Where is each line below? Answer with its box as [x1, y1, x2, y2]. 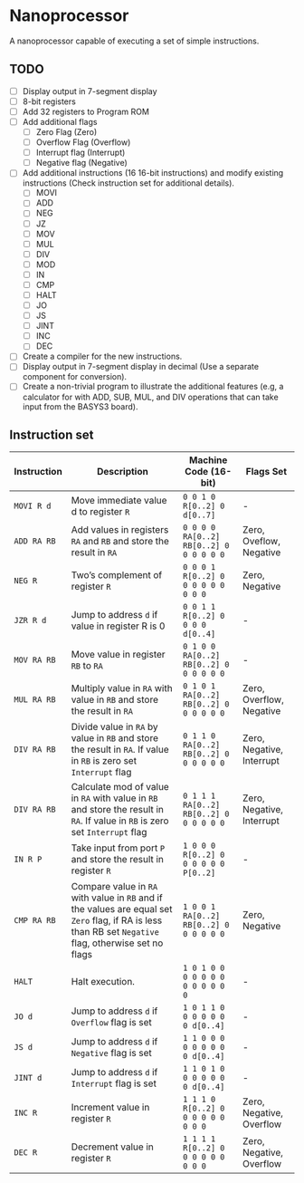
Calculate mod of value [71, 781, 169, 793]
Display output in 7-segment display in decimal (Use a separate [22, 361, 260, 372]
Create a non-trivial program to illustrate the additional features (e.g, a [22, 381, 284, 392]
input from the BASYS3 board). [22, 400, 138, 412]
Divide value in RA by [71, 721, 158, 734]
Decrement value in [71, 1140, 154, 1153]
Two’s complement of [71, 569, 163, 582]
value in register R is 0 [71, 620, 166, 632]
